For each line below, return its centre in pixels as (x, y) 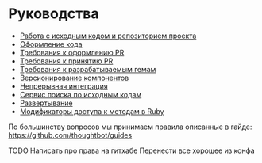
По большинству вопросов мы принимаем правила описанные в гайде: (130, 127)
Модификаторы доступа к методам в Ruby (92, 111)
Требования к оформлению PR (72, 52)
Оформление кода (51, 44)
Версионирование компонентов (74, 78)
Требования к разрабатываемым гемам (88, 69)
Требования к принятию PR (66, 61)
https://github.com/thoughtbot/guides (70, 135)
